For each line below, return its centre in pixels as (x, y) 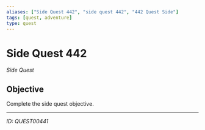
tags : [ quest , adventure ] (39, 18)
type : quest (21, 23)
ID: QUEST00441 (27, 121)
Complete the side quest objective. (50, 104)
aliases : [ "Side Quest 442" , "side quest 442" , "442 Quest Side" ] (92, 12)
